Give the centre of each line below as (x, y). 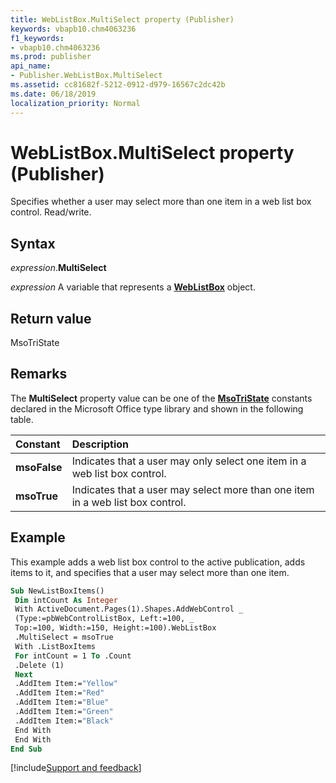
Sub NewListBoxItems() (57, 591)
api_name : (31, 66)
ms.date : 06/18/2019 (53, 94)
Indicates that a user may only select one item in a (189, 461)
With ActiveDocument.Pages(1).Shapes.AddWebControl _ (129, 609)
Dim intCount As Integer (66, 600)
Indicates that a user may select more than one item (193, 489)
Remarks (39, 374)
